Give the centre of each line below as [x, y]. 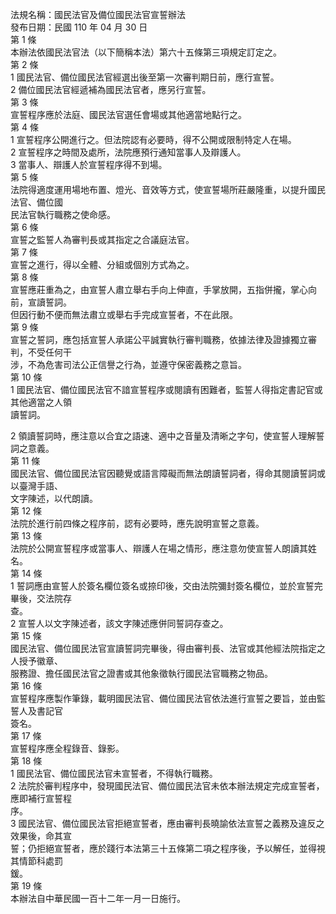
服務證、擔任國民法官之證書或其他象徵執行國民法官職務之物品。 [141, 673]
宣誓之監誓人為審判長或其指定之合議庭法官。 [102, 239]
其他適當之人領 [41, 402]
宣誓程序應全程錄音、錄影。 [67, 748]
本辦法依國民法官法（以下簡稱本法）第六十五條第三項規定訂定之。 [146, 52]
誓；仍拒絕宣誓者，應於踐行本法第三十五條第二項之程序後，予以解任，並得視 [168, 848]
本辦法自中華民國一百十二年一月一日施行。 [98, 898]
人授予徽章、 [36, 661]
